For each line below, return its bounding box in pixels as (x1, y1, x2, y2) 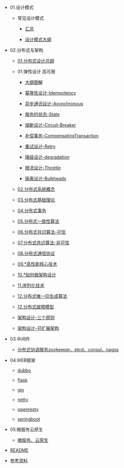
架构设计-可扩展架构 (17, 325, 59, 331)
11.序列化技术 (17, 282, 45, 288)
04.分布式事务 (17, 208, 46, 213)
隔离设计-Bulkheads (24, 176, 66, 181)
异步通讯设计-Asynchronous (24, 101, 83, 107)
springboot (17, 416, 40, 422)
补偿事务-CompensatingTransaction (24, 133, 99, 138)
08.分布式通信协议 (17, 251, 55, 256)
